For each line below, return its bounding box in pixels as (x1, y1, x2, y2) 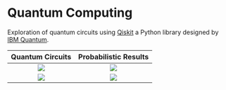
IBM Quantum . (7, 35, 49, 43)
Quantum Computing (7, 5, 133, 21)
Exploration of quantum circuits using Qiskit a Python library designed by (7, 28, 219, 36)
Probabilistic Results (78, 52, 149, 61)
